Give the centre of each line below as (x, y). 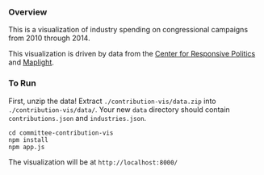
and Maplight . (31, 62)
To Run (22, 83)
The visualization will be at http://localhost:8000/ (93, 162)
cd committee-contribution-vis (61, 133)
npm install (28, 140)
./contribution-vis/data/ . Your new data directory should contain (119, 109)
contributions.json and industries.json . (78, 118)
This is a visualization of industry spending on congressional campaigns (128, 30)
